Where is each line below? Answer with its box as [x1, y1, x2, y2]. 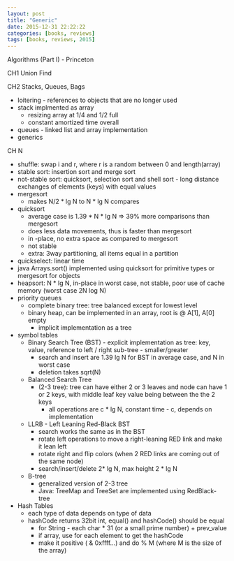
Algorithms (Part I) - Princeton [7, 55, 94, 64]
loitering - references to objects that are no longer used [17, 96, 177, 105]
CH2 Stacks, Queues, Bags [7, 82, 85, 91]
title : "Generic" [7, 17, 58, 24]
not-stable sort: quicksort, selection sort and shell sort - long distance [17, 175, 219, 184]
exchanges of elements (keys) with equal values [17, 182, 156, 191]
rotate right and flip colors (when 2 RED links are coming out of [38, 450, 220, 458]
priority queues [17, 294, 61, 303]
